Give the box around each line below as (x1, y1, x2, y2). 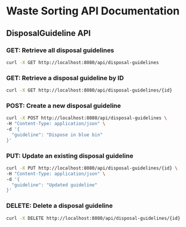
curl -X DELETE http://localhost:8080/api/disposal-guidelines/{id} (6, 215, 181, 221)
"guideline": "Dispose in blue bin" (11, 132, 103, 138)
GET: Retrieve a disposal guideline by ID (6, 74, 124, 82)
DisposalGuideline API (6, 28, 91, 38)
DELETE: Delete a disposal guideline (6, 202, 113, 210)
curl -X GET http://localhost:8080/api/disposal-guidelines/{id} (6, 87, 172, 93)
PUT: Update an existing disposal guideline (6, 152, 133, 160)
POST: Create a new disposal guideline (6, 101, 121, 110)
